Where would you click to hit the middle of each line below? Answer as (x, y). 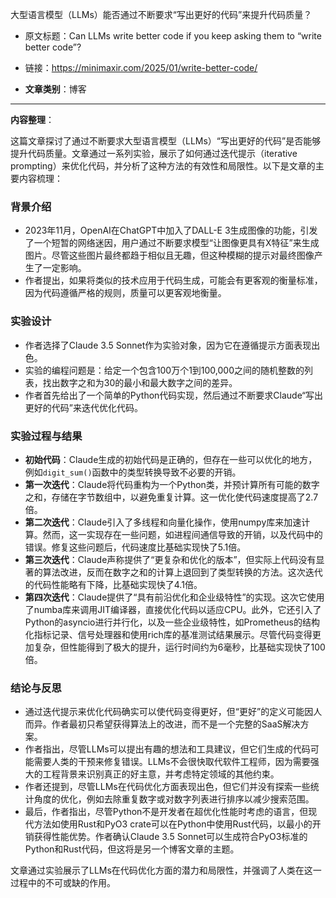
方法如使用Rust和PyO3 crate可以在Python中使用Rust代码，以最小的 (173, 824)
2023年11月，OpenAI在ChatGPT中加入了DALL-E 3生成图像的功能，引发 (171, 230)
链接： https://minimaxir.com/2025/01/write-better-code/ (141, 67)
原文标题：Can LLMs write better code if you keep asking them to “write (173, 36)
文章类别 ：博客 (55, 89)
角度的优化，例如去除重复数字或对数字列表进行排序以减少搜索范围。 (174, 799)
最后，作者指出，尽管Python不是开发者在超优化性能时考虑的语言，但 (166, 812)
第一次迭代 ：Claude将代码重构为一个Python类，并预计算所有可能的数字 (172, 484)
